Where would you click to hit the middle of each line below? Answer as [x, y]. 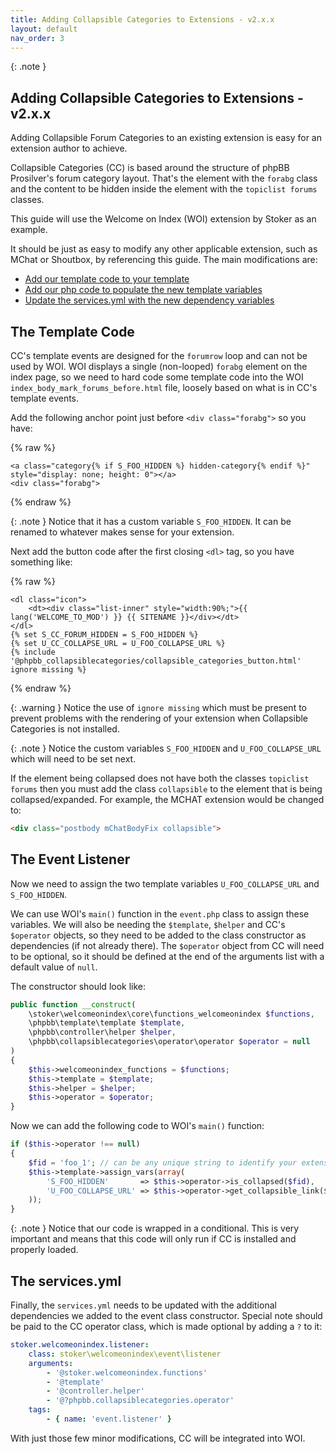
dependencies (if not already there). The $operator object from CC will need [167, 945]
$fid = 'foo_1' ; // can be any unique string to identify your [163, 1162]
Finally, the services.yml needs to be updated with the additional [143, 1305]
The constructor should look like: [78, 986]
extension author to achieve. [69, 148]
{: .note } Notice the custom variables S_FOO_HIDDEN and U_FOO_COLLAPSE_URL [166, 748]
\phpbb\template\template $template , [107, 1023]
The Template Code [72, 331]
